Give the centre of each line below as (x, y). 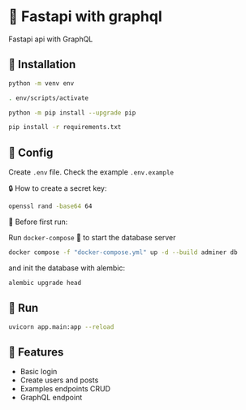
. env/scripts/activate (49, 98)
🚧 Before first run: (38, 222)
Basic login (39, 372)
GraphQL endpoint (51, 398)
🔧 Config (31, 152)
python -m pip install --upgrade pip (72, 113)
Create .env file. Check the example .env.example (91, 172)
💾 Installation (42, 65)
